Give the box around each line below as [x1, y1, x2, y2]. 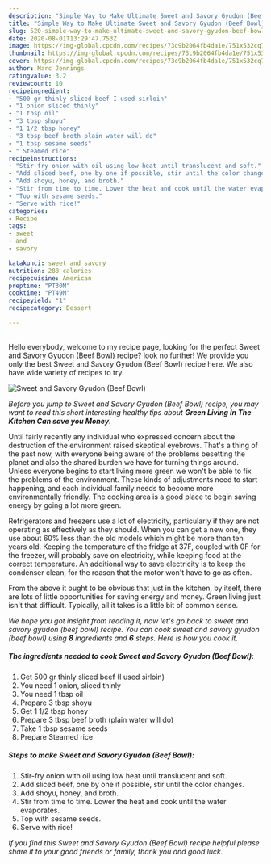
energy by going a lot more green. [8, 500, 122, 510]
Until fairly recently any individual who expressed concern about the [8, 431, 236, 441]
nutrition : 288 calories [8, 266, 92, 275]
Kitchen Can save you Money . [8, 416, 111, 426]
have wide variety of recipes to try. [8, 367, 124, 377]
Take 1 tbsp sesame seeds [19, 723, 108, 733]
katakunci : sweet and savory [8, 259, 106, 267]
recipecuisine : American [8, 274, 92, 283]
